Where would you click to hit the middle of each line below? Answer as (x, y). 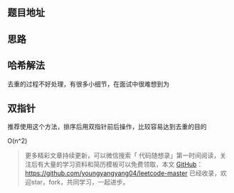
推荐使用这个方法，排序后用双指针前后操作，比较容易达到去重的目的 (107, 127)
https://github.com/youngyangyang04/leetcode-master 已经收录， (122, 173)
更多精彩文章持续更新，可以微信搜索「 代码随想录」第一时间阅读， (122, 155)
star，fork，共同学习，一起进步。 (80, 182)
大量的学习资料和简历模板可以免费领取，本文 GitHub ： (123, 165)
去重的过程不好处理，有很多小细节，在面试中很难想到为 (88, 84)
